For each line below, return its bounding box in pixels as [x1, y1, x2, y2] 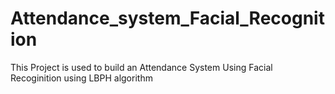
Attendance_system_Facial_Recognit [10, 7, 325, 30]
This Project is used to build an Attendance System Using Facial [10, 61, 273, 73]
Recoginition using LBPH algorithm [10, 72, 153, 84]
